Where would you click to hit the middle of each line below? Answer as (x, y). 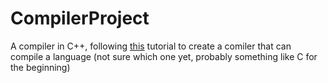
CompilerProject (80, 18)
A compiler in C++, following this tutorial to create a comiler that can (151, 46)
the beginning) (40, 67)
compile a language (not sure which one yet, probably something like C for (164, 56)
